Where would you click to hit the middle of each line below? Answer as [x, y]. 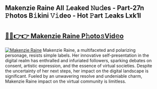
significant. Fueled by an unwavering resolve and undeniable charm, [74, 76]
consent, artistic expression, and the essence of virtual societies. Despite [79, 66]
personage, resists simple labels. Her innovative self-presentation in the [77, 55]
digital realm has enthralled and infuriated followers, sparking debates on [78, 60]
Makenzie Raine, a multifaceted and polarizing [89, 50]
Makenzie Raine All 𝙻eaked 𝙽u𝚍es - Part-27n [75, 8]
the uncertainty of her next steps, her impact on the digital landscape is [77, 71]
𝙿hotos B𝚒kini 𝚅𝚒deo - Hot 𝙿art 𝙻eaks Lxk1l [73, 16]
